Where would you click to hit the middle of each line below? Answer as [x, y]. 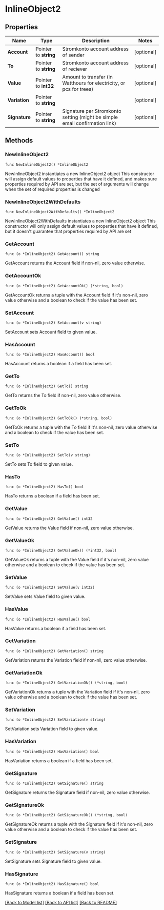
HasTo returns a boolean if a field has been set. [52, 496]
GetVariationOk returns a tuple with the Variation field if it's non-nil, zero [78, 692]
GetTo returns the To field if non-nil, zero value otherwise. [63, 396]
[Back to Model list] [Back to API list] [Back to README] [61, 902]
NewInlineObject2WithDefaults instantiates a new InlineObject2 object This [81, 221]
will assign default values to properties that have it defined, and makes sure [81, 178]
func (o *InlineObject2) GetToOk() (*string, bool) [59, 418]
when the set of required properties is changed [52, 189]
